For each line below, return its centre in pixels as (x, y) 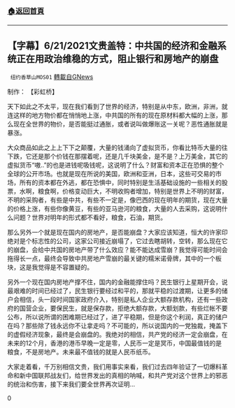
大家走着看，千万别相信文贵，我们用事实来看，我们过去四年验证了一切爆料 (114, 367)
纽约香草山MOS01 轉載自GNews (52, 77)
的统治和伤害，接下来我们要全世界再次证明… (71, 384)
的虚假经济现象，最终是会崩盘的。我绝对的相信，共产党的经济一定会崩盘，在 (117, 335)
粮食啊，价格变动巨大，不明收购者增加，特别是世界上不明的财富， (133, 191)
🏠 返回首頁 (26, 10)
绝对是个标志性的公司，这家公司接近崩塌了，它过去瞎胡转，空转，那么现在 (114, 241)
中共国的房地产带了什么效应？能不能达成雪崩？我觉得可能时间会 (136, 250)
